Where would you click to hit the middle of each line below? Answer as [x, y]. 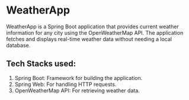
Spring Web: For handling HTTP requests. [65, 84]
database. [18, 45]
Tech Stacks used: [41, 64]
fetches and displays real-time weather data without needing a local [89, 39]
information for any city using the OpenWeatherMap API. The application [95, 32]
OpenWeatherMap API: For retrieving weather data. [77, 90]
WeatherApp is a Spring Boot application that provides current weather [92, 26]
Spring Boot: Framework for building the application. [79, 78]
